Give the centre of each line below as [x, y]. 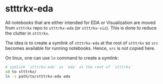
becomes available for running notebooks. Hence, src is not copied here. [80, 48]
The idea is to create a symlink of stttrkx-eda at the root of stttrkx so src [82, 42]
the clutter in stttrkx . [27, 33]
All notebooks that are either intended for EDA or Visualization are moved [80, 22]
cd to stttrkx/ [21, 71]
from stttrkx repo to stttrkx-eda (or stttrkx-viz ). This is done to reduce [81, 27]
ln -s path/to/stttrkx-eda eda [38, 76]
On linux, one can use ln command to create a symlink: [62, 57]
